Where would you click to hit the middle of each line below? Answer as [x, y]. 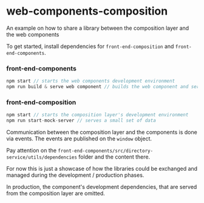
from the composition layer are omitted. [56, 193]
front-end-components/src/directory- [105, 151]
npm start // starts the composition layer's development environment [97, 115]
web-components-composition [87, 11]
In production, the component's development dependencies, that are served [102, 187]
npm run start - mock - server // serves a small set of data [81, 121]
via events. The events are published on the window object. [79, 139]
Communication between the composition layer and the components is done [102, 132]
